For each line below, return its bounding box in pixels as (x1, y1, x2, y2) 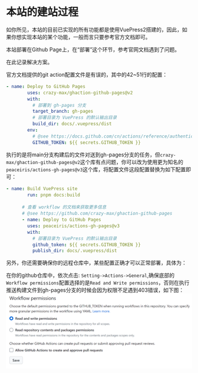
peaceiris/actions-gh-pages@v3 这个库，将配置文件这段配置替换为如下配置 (6, 166, 186, 173)
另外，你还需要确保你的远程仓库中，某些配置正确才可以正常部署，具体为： (6, 259, 187, 266)
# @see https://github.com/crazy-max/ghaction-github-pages (21, 211, 173, 217)
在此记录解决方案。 (6, 58, 53, 66)
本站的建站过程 (6, 5, 79, 19)
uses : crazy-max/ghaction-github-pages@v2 (27, 90, 133, 96)
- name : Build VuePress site (6, 185, 78, 192)
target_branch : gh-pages (32, 109, 94, 114)
